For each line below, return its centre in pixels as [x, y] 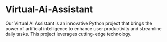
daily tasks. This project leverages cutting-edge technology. [68, 34]
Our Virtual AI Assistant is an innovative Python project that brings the [79, 23]
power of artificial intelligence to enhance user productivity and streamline [83, 28]
